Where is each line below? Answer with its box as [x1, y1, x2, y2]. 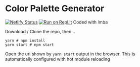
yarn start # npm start [5, 42, 54, 47]
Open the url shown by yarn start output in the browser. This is [5, 51, 135, 57]
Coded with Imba [73, 19, 108, 25]
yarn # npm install [5, 38, 46, 43]
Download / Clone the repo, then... [5, 28, 76, 34]
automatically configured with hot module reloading [5, 56, 110, 62]
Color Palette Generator [5, 3, 104, 14]
